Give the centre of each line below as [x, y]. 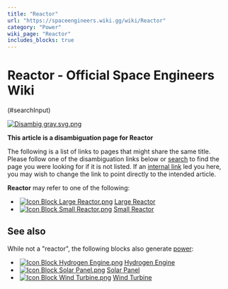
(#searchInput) [29, 110]
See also [27, 231]
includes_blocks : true [41, 40]
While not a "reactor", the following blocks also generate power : [101, 249]
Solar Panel [123, 270]
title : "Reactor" [33, 14]
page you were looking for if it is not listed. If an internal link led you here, [114, 167]
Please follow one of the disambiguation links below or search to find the [113, 159]
